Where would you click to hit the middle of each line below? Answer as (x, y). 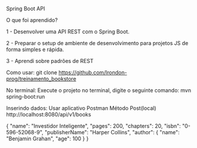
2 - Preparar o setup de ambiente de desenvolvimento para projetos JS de (97, 43)
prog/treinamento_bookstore (41, 79)
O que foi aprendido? (32, 20)
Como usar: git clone (32, 73)
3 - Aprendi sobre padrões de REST (50, 61)
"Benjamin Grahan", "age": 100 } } (48, 138)
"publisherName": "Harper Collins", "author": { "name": (112, 132)
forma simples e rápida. (35, 49)
